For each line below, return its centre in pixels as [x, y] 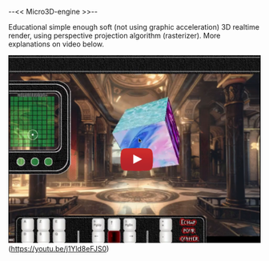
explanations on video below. [56, 44]
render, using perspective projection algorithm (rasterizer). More [114, 36]
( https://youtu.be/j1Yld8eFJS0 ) [59, 249]
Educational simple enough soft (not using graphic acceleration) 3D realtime [134, 27]
